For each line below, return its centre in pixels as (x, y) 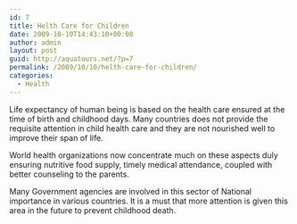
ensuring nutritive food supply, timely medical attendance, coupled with (141, 164)
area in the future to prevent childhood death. (93, 210)
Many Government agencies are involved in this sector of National (131, 191)
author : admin (36, 42)
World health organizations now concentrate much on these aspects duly (144, 155)
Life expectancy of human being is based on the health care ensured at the (147, 109)
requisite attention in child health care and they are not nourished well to (142, 128)
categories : (31, 76)
